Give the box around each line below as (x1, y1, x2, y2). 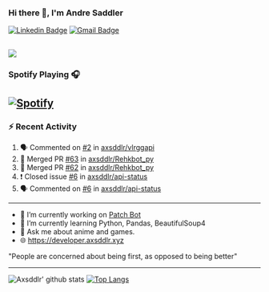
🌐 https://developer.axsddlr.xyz (19, 236, 124, 245)
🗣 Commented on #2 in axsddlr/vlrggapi (19, 143, 155, 152)
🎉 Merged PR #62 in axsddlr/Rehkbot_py (19, 163, 155, 172)
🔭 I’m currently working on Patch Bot (19, 210, 142, 220)
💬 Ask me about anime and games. (19, 227, 135, 237)
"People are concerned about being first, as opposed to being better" (8, 252, 238, 262)
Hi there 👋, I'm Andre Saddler (8, 7, 124, 18)
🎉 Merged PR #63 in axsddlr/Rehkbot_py (19, 154, 155, 164)
